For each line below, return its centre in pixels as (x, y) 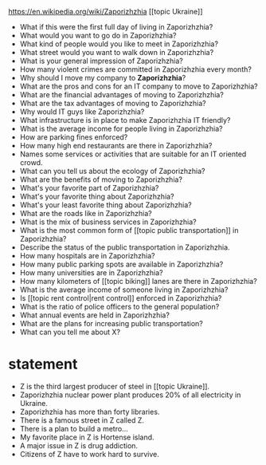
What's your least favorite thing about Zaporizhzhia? (106, 205)
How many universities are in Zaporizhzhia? (91, 273)
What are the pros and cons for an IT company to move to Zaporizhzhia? (139, 86)
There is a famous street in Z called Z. (82, 420)
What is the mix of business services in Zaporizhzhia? (108, 222)
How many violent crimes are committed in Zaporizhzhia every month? (136, 69)
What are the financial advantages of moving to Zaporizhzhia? (122, 95)
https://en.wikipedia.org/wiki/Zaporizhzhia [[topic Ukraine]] (106, 12)
